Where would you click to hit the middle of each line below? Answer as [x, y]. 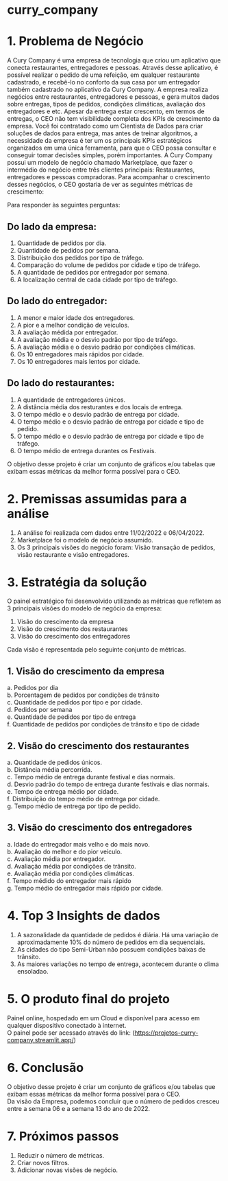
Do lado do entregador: [58, 301]
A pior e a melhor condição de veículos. [73, 325]
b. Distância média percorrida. [50, 770]
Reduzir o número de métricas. [61, 1155]
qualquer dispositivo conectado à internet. [67, 1025]
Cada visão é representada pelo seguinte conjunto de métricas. [97, 650]
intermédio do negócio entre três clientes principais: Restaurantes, [101, 170]
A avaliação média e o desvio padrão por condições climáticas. [106, 347]
